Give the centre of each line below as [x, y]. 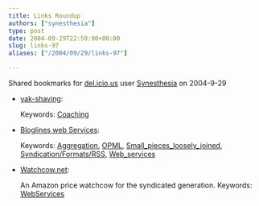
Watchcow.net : [45, 169]
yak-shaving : [41, 99]
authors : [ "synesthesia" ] [51, 23]
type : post [27, 31]
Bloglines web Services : [60, 130]
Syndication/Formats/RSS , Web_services [88, 154]
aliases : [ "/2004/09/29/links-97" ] [68, 53]
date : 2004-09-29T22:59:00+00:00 [64, 38]
